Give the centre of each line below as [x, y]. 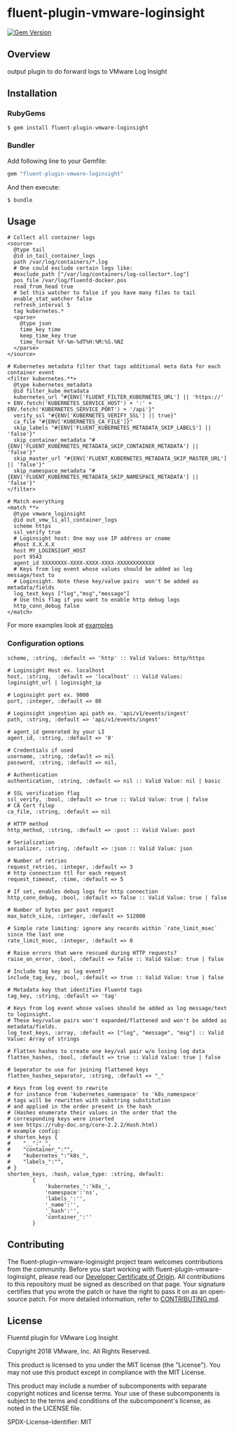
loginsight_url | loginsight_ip [54, 682]
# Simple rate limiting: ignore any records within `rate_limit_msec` [112, 928]
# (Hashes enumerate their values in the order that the [92, 1113]
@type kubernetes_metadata [53, 385]
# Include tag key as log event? [56, 971]
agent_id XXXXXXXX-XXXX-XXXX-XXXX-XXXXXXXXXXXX [84, 563]
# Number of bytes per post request [61, 910]
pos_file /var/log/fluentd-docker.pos [70, 281]
